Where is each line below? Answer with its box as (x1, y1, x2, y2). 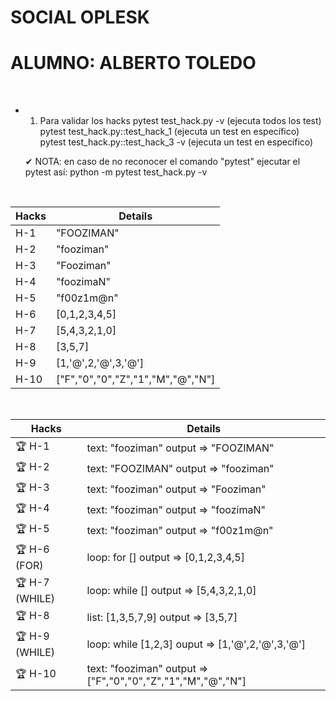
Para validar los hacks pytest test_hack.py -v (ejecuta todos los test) (39, 115, 322, 127)
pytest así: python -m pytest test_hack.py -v (24, 166, 208, 178)
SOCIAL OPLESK (10, 6, 150, 29)
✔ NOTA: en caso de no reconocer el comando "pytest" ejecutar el (24, 156, 301, 168)
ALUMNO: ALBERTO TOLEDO (10, 52, 257, 75)
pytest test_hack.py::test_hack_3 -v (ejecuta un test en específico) (39, 136, 314, 148)
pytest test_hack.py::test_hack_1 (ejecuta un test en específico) (39, 126, 300, 138)
